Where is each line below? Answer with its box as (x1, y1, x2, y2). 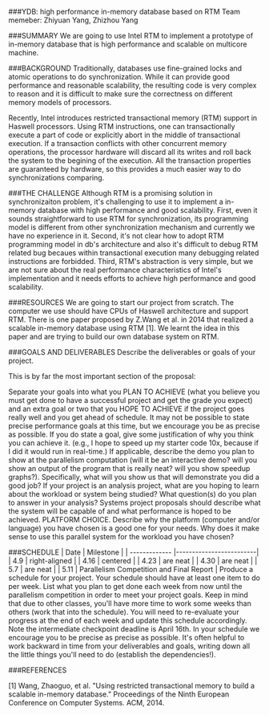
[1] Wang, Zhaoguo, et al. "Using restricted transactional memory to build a (8, 681, 255, 690)
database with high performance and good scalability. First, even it (37, 205, 258, 215)
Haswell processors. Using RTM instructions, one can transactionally (8, 122, 235, 131)
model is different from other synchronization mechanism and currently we (8, 222, 255, 232)
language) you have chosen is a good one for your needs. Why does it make (8, 523, 260, 533)
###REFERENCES (8, 665, 67, 675)
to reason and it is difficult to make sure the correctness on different (8, 89, 233, 99)
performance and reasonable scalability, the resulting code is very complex (8, 80, 257, 90)
